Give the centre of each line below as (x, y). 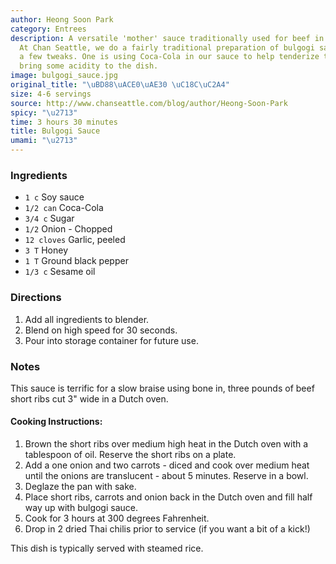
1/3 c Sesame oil (60, 272)
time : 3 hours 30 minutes (64, 122)
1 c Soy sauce (54, 197)
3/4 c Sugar (49, 218)
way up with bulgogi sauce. (81, 508)
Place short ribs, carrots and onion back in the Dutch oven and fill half (168, 497)
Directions (36, 298)
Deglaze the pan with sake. (80, 487)
